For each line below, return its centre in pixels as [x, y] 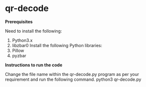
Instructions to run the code [34, 65]
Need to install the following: [33, 31]
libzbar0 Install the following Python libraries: [57, 45]
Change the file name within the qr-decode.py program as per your [72, 74]
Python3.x [22, 40]
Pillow [18, 50]
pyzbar [19, 55]
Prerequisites [19, 22]
